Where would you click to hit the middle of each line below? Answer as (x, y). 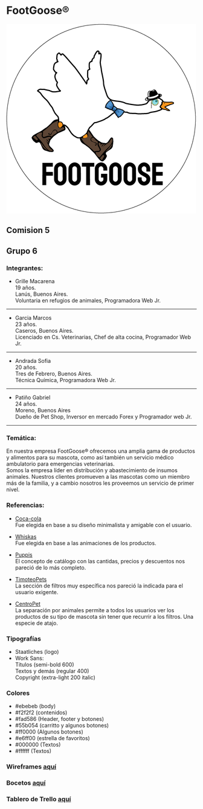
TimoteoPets (31, 579)
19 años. (25, 288)
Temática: (21, 438)
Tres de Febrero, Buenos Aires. (53, 374)
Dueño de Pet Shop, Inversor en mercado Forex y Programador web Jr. (103, 417)
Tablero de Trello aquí (39, 799)
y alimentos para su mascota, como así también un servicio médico (90, 458)
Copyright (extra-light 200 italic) (55, 677)
